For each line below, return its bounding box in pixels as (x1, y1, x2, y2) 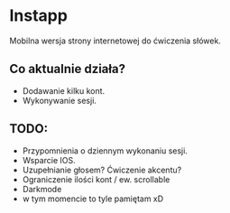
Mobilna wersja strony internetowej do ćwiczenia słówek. (9, 35, 221, 46)
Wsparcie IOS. (22, 154, 77, 165)
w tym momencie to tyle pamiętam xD (22, 193, 164, 204)
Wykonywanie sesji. (22, 95, 97, 106)
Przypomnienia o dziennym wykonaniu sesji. (22, 145, 188, 156)
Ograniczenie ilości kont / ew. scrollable (22, 173, 170, 185)
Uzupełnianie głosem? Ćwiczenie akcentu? (22, 164, 182, 175)
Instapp (9, 5, 68, 26)
